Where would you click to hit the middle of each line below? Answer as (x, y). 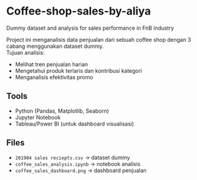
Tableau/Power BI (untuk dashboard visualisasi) (75, 124)
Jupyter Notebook (38, 117)
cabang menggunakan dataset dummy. (55, 46)
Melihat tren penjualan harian (52, 64)
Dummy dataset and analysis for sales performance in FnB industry (90, 28)
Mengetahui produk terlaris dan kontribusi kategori (78, 70)
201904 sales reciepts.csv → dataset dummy (72, 157)
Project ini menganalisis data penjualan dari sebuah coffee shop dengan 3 (99, 39)
